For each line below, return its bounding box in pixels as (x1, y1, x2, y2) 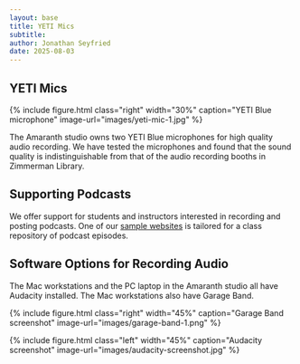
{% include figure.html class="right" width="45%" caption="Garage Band (9, 307, 285, 318)
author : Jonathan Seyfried (9, 38, 111, 48)
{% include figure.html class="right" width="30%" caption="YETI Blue (9, 104, 272, 115)
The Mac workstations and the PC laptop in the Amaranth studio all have (9, 280, 278, 291)
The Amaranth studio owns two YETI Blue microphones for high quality (9, 131, 274, 142)
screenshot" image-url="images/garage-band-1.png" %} (9, 317, 221, 328)
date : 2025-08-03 (9, 47, 75, 56)
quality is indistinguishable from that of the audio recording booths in (9, 150, 267, 161)
